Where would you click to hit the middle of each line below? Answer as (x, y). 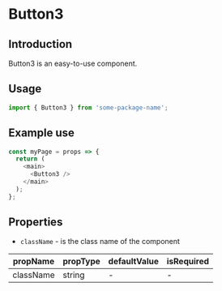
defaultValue (134, 262)
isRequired (188, 262)
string (74, 275)
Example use (42, 133)
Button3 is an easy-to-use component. (73, 63)
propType (82, 262)
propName (34, 262)
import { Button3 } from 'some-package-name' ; (88, 107)
